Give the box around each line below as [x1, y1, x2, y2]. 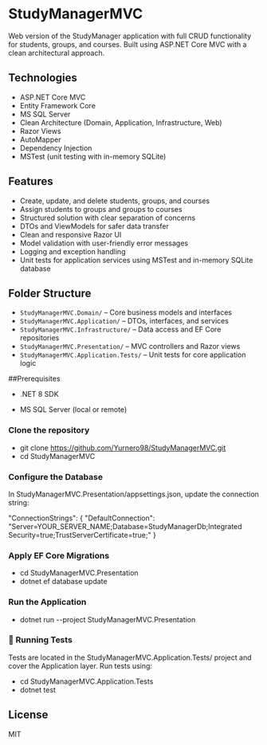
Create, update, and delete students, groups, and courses [19, 196, 210, 206]
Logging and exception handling [19, 246, 126, 256]
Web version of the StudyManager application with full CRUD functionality [8, 31, 252, 41]
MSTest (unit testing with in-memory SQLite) [19, 151, 167, 161]
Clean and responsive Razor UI [19, 229, 122, 239]
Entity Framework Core [19, 100, 96, 110]
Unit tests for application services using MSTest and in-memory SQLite [19, 255, 253, 265]
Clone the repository [8, 425, 90, 436]
